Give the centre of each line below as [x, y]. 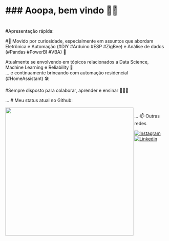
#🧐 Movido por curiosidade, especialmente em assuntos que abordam [79, 41]
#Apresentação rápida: [29, 31]
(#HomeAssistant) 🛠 [27, 78]
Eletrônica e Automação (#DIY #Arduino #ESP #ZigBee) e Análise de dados [85, 47]
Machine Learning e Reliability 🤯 [39, 67]
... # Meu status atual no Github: [39, 101]
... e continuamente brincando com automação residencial [67, 73]
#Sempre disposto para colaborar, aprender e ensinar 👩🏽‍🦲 [67, 91]
